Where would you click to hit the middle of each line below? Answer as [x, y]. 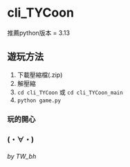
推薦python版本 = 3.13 [39, 33]
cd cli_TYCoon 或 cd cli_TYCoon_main [70, 92]
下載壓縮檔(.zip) [40, 75]
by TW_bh [22, 157]
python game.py [39, 100]
